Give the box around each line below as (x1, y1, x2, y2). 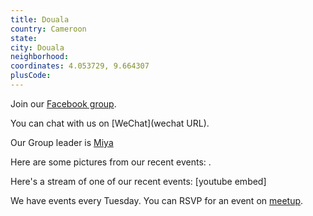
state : (10, 33, 38, 43)
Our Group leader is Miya (10, 136, 114, 148)
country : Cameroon (10, 24, 87, 34)
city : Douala (10, 42, 65, 53)
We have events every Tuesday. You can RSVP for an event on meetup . (10, 194, 304, 206)
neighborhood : (10, 52, 70, 62)
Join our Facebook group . (10, 97, 117, 110)
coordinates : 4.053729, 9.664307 (10, 61, 150, 71)
